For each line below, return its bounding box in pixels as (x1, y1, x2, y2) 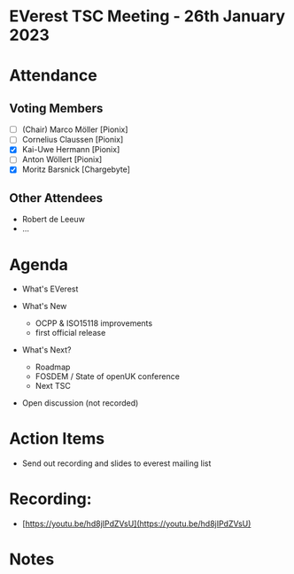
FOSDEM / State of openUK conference (35, 371, 180, 382)
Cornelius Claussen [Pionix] (21, 135, 124, 145)
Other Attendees (9, 190, 104, 206)
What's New (21, 301, 67, 312)
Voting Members (9, 100, 104, 116)
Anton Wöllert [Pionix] (21, 154, 103, 165)
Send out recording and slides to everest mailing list (21, 458, 212, 469)
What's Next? (21, 345, 72, 355)
